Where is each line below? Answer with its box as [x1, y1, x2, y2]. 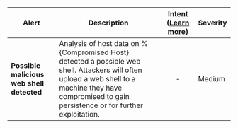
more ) [167, 27, 189, 36]
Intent [167, 9, 188, 18]
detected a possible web [59, 57, 141, 66]
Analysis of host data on [59, 39, 140, 48]
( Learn [166, 18, 190, 28]
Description [88, 18, 129, 28]
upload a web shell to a [59, 74, 136, 83]
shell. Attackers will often [59, 65, 143, 75]
